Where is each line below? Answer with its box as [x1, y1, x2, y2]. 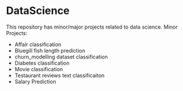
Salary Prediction [14, 78, 56, 85]
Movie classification [14, 65, 63, 72]
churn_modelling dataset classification [14, 53, 108, 60]
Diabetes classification [14, 60, 70, 66]
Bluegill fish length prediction [14, 47, 86, 54]
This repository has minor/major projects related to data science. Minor [6, 23, 178, 30]
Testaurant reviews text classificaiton [14, 72, 105, 79]
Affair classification [14, 41, 62, 48]
